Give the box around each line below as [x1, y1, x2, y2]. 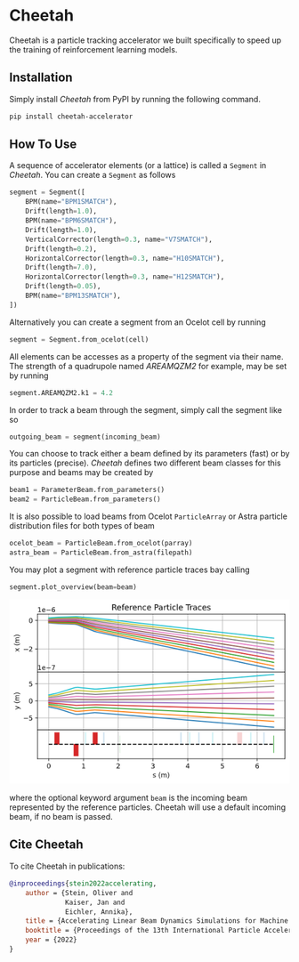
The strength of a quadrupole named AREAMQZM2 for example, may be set [9, 360, 287, 371]
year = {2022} [25, 935, 77, 944]
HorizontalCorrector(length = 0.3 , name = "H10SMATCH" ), [25, 254, 225, 263]
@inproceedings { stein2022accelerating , [9, 878, 158, 888]
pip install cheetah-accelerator [9, 112, 133, 121]
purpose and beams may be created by [9, 467, 154, 478]
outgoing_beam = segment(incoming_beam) [9, 432, 162, 441]
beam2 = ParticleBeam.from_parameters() [9, 495, 162, 504]
